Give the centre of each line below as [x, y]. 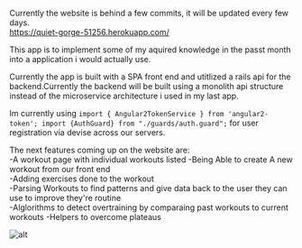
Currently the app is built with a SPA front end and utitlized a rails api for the [150, 77]
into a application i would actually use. [80, 59]
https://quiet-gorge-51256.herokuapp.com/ [89, 32]
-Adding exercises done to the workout [82, 179]
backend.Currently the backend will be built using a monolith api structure [146, 86]
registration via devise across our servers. [87, 133]
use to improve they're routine [65, 198]
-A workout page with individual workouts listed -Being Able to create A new [151, 160]
